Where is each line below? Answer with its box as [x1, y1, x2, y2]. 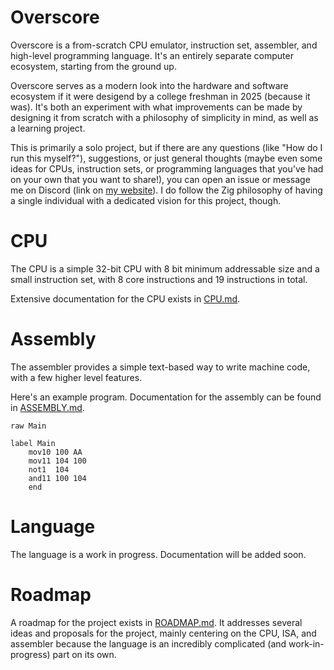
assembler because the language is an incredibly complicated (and [10, 637, 287, 650]
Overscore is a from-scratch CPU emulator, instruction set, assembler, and [10, 39, 318, 51]
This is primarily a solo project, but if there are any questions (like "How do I [10, 141, 323, 153]
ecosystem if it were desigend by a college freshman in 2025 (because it [10, 90, 311, 102]
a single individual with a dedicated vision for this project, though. [10, 194, 282, 206]
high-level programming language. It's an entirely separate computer [10, 49, 294, 61]
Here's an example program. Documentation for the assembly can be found [10, 391, 322, 403]
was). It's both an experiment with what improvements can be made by [10, 101, 303, 113]
